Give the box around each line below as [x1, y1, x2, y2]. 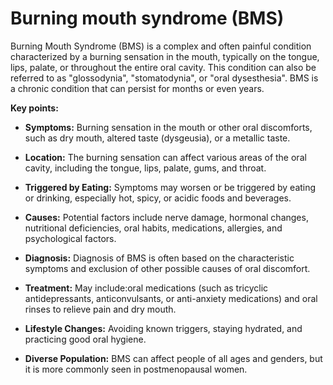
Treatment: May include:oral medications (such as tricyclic [24, 282, 269, 294]
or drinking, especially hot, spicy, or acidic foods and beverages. [24, 192, 292, 204]
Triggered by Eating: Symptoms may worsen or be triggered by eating [24, 181, 317, 193]
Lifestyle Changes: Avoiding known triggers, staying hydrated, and [24, 322, 303, 334]
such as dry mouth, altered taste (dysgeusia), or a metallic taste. [24, 132, 291, 144]
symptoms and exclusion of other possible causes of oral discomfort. [24, 262, 311, 274]
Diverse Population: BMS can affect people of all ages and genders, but [24, 352, 323, 364]
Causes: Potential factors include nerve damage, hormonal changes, [24, 211, 309, 223]
